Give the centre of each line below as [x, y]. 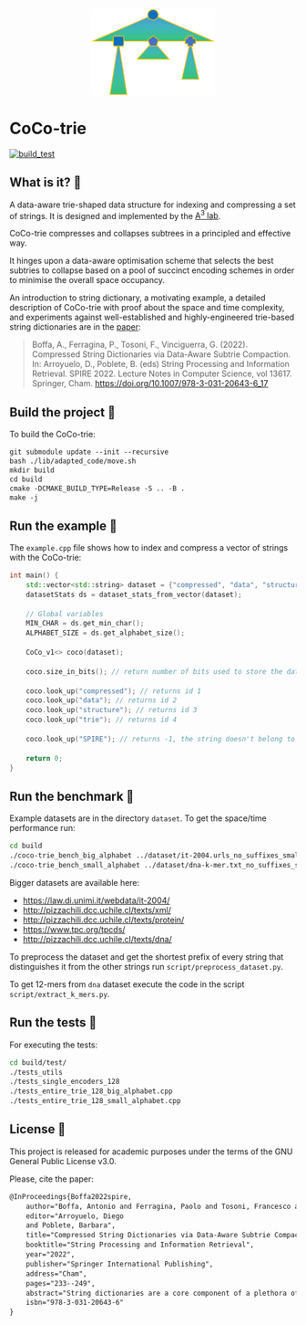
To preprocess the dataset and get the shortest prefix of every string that [147, 957]
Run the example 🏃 [63, 526]
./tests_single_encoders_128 [65, 1082]
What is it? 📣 [46, 183]
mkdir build [32, 470]
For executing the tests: [54, 1045]
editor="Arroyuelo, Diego [75, 1216]
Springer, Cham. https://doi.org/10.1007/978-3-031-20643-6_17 [150, 384]
